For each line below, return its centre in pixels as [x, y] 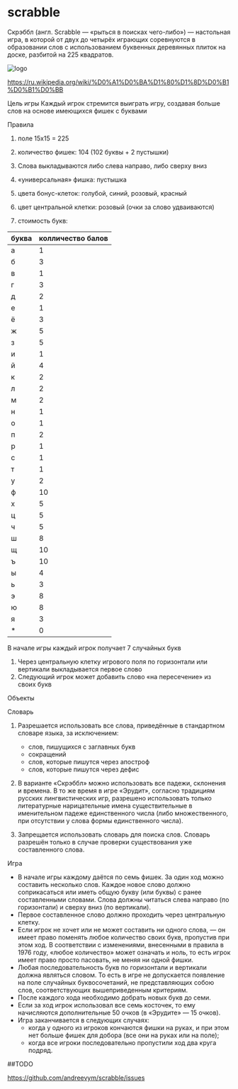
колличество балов [73, 238]
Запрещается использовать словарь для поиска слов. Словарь [114, 834]
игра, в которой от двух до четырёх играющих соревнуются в [102, 39]
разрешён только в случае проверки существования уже [105, 842]
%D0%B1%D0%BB [35, 89]
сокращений [47, 754]
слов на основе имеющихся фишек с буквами [77, 111]
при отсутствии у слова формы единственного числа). [100, 820]
